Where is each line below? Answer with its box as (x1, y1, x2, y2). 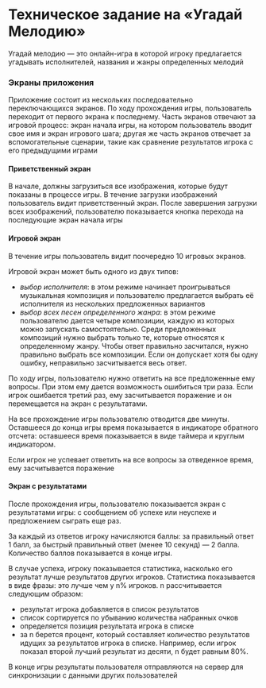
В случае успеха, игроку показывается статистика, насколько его (8, 563, 233, 573)
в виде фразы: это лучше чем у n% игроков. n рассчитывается (8, 580, 222, 589)
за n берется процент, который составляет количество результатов (19, 629, 250, 639)
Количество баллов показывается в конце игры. (8, 548, 173, 558)
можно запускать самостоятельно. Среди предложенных (19, 324, 217, 334)
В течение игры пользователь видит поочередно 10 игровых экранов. (8, 251, 246, 261)
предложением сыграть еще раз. (8, 516, 121, 525)
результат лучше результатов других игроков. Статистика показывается (8, 572, 256, 582)
